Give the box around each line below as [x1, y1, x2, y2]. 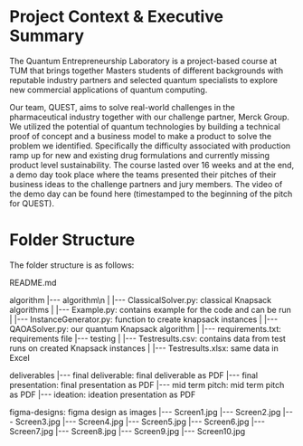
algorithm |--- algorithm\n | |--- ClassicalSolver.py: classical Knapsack [9, 294, 272, 305]
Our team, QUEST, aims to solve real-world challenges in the [9, 101, 235, 112]
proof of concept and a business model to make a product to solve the [9, 130, 272, 141]
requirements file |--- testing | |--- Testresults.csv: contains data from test [9, 333, 287, 344]
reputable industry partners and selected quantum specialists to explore [9, 74, 279, 85]
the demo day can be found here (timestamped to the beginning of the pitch [9, 188, 293, 199]
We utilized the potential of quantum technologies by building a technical [9, 120, 280, 132]
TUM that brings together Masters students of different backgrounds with [9, 65, 283, 76]
